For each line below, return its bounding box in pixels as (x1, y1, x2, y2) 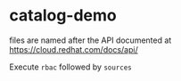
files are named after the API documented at (9, 35, 172, 45)
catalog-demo (9, 5, 118, 26)
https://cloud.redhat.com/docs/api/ (9, 44, 138, 54)
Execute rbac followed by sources (9, 61, 132, 72)
